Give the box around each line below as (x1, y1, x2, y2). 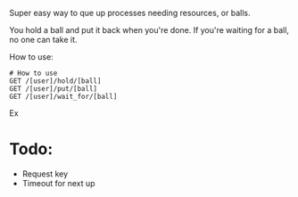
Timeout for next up (21, 177, 95, 188)
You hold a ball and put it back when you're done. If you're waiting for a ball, (9, 25, 290, 35)
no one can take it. (9, 35, 78, 45)
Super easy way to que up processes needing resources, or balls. (9, 8, 251, 18)
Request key (21, 168, 69, 179)
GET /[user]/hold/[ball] (9, 77, 102, 86)
